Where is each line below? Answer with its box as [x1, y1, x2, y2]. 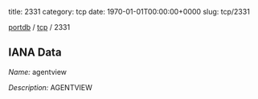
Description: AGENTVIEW [8, 82, 92, 92]
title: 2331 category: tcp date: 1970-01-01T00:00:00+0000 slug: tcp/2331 [8, 7, 251, 16]
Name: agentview [8, 67, 67, 76]
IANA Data [8, 46, 62, 60]
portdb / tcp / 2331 [8, 23, 71, 31]
